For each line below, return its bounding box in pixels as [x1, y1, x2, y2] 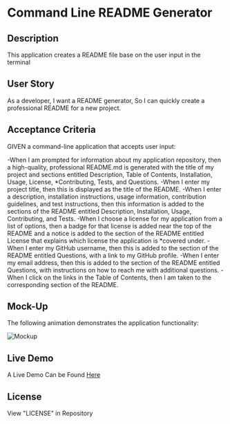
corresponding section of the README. [7, 280, 119, 288]
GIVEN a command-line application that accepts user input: [7, 142, 176, 150]
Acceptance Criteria [7, 124, 96, 136]
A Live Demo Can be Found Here [7, 371, 101, 379]
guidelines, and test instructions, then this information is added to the [7, 199, 204, 208]
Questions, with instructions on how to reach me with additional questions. [7, 266, 220, 274]
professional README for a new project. [7, 104, 122, 112]
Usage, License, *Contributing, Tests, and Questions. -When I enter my [7, 178, 211, 186]
